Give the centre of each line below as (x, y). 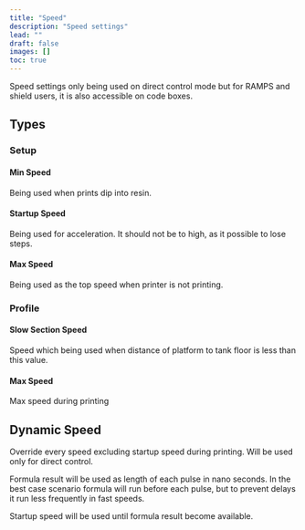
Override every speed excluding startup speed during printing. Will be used (152, 452)
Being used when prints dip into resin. (81, 192)
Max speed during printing (59, 401)
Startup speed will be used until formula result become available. (131, 516)
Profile (25, 308)
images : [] (30, 52)
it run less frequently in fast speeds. (77, 499)
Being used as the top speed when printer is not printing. (116, 285)
